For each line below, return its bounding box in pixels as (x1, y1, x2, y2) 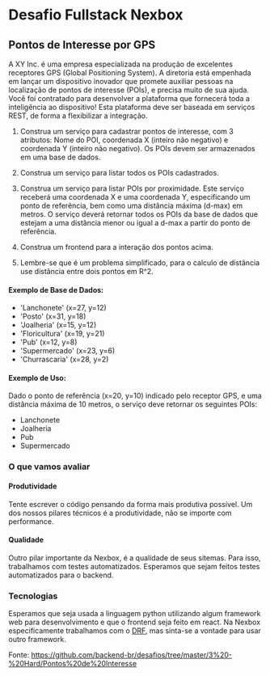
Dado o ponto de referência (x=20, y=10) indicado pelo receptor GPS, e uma (8, 391, 263, 401)
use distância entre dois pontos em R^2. (19, 267, 154, 276)
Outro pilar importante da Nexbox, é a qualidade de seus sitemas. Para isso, (8, 552, 261, 563)
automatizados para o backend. (8, 570, 114, 580)
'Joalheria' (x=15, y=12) (19, 320, 97, 330)
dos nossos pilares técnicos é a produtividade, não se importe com (8, 508, 232, 518)
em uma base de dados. (19, 152, 101, 162)
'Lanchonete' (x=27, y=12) (19, 303, 107, 313)
